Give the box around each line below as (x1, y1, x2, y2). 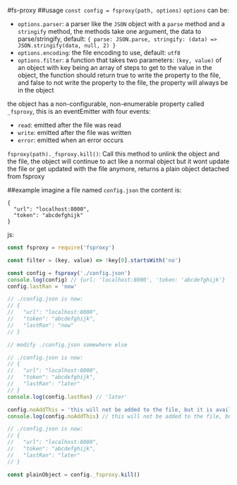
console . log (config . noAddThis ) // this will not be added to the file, (7, 413, 222, 420)
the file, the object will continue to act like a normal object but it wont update (7, 157, 230, 165)
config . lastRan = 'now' (7, 283, 78, 290)
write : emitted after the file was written (17, 129, 132, 136)
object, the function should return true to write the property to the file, (17, 71, 221, 79)
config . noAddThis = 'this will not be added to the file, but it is (7, 406, 213, 413)
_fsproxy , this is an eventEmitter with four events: (7, 107, 151, 115)
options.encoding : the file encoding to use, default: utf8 (17, 49, 181, 57)
